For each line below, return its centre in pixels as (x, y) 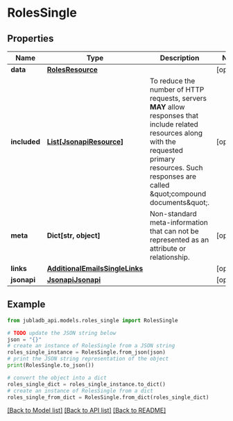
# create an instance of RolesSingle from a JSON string (91, 346)
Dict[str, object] (74, 236)
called (159, 185)
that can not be (174, 231)
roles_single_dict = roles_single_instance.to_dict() (87, 384)
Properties (31, 39)
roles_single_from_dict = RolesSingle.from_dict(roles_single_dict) (108, 397)
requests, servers (178, 98)
